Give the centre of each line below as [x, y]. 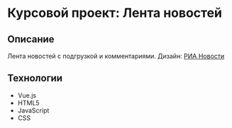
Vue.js [27, 95]
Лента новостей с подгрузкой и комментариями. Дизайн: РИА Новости [116, 56]
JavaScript [33, 110]
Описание [31, 39]
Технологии [35, 78]
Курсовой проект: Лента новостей [115, 13]
